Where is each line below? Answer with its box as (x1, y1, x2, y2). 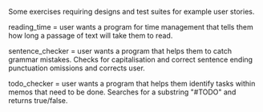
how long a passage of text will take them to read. (8, 31, 173, 40)
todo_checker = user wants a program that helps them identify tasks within (8, 79, 256, 88)
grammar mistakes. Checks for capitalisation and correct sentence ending (8, 55, 253, 64)
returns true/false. (8, 96, 68, 105)
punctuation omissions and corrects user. (8, 63, 146, 73)
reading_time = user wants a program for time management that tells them (8, 22, 254, 31)
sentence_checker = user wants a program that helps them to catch (8, 46, 233, 55)
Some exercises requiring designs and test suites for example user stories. (8, 7, 255, 16)
